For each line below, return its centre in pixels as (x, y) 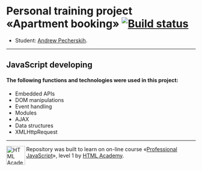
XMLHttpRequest (36, 132)
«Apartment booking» (63, 24)
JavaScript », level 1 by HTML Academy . (75, 155)
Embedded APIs (35, 94)
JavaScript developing (49, 65)
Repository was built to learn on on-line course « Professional (102, 149)
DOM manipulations (39, 100)
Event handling (33, 106)
